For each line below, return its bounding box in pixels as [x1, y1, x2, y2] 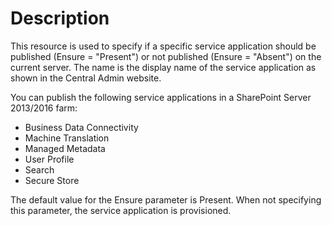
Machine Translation [24, 132, 110, 144]
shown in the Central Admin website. [10, 72, 162, 84]
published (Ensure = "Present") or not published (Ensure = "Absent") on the [10, 50, 322, 62]
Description [10, 7, 110, 30]
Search [24, 163, 55, 176]
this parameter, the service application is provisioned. [10, 204, 232, 216]
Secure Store [24, 174, 80, 186]
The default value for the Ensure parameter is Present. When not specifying [10, 193, 322, 206]
